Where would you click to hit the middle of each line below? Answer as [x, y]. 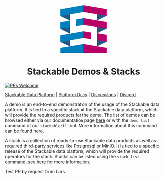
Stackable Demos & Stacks [83, 71]
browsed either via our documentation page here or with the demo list [78, 120]
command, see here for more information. [48, 162]
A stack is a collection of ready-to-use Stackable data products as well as [81, 140]
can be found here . [25, 131]
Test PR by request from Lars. [36, 171]
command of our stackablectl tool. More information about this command [81, 125]
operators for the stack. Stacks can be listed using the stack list [72, 156]
